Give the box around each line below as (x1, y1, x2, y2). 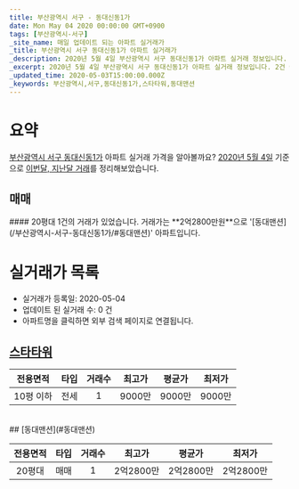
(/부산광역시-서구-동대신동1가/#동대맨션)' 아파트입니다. (9, 228, 201, 239)
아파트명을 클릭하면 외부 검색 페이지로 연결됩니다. (21, 315, 194, 326)
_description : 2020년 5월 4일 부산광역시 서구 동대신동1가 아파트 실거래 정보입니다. (9, 54, 287, 63)
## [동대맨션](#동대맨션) (9, 424, 96, 435)
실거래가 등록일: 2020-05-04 (21, 293, 126, 304)
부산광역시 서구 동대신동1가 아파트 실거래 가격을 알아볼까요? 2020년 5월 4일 (9, 151, 273, 162)
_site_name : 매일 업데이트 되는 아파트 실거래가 (9, 37, 165, 47)
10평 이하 (13, 390, 53, 403)
